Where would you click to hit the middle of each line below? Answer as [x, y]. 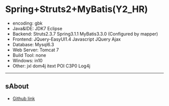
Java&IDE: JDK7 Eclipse [37, 28]
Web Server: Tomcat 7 [36, 50]
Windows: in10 [27, 60]
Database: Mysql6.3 [33, 44]
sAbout [17, 86]
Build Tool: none [29, 55]
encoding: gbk [27, 23]
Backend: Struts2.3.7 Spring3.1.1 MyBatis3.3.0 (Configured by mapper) [85, 34]
